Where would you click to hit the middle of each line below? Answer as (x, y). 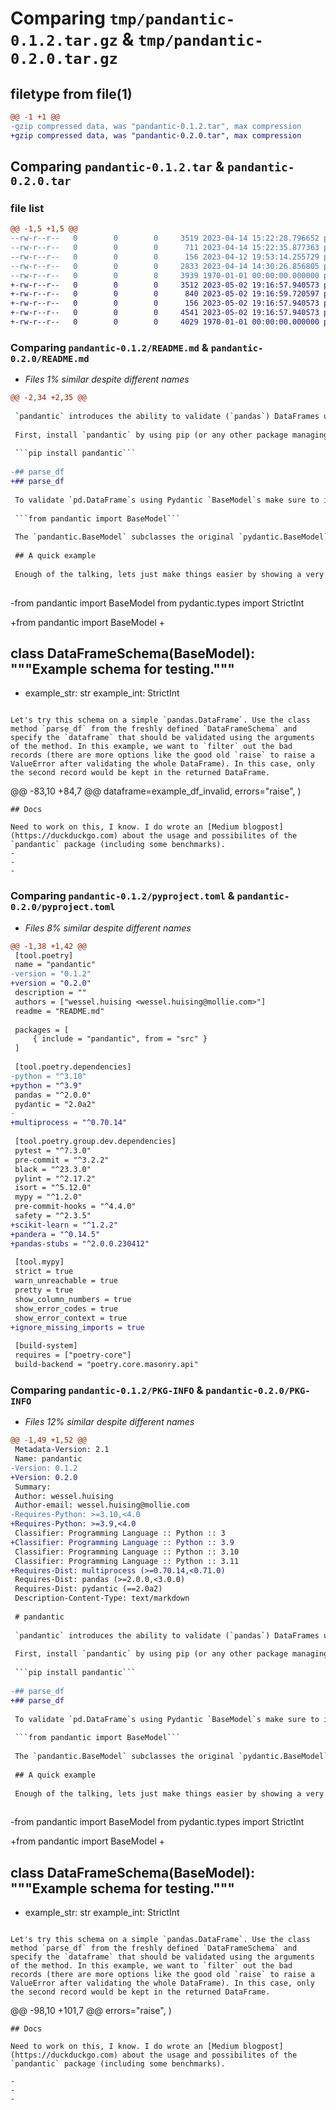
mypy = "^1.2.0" (48, 1197)
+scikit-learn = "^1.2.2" (64, 1225)
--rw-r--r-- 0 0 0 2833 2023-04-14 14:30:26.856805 (165, 266)
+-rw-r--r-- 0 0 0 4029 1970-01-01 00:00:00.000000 (165, 322)
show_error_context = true (71, 1318)
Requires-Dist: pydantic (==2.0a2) (88, 1589)
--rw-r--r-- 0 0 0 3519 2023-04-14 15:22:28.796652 (165, 238)
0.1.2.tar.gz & (72, 39)
